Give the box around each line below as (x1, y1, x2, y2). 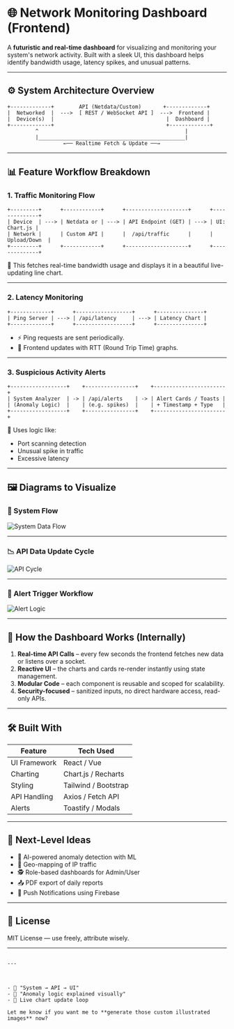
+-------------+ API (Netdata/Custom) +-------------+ (7, 103, 210, 110)
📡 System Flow (7, 506, 58, 516)
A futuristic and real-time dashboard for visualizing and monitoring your (7, 43, 217, 52)
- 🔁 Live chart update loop (7, 996, 89, 1003)
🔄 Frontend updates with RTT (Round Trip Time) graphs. (17, 343, 179, 351)
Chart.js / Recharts (63, 769, 125, 779)
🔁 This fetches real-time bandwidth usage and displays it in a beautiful (7, 261, 210, 270)
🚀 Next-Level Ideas (7, 834, 91, 846)
